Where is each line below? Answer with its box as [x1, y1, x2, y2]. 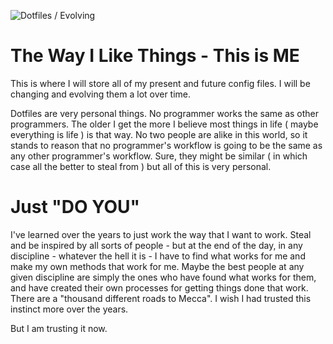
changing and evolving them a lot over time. [10, 88, 192, 100]
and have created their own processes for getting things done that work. [10, 281, 309, 294]
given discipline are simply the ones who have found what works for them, [10, 271, 317, 283]
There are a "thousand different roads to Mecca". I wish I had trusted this [10, 292, 312, 304]
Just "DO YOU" [10, 196, 141, 219]
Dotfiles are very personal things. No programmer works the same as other [10, 107, 320, 119]
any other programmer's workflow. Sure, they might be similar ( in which [10, 150, 308, 162]
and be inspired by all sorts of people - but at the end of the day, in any [10, 239, 303, 251]
